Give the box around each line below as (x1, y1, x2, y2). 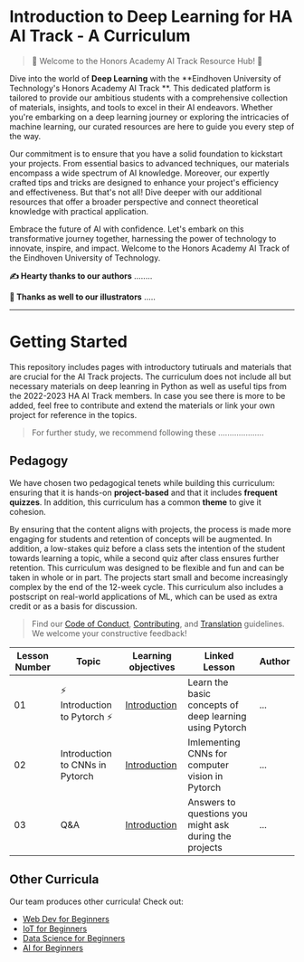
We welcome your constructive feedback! (31, 627, 187, 639)
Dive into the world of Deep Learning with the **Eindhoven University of (9, 72, 282, 83)
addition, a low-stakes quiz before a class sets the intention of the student (9, 543, 286, 554)
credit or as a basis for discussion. (9, 600, 138, 612)
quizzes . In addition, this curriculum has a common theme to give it (9, 496, 262, 508)
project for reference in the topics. (9, 409, 138, 420)
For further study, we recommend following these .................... (31, 427, 264, 438)
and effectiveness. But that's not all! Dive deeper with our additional (9, 186, 262, 197)
